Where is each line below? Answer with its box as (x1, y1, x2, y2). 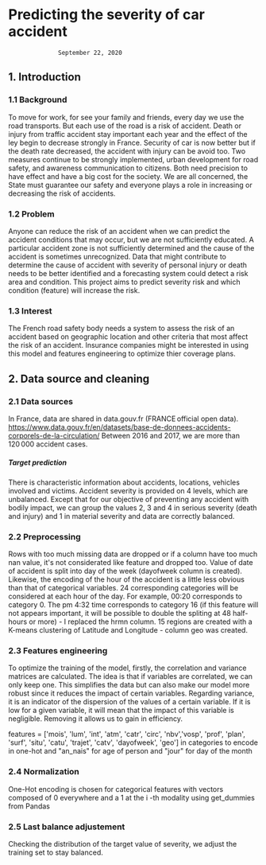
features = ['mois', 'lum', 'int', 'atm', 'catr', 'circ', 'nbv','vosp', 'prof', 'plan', (8, 730, 246, 739)
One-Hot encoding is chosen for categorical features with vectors (8, 784, 224, 793)
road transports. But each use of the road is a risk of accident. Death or (8, 121, 242, 131)
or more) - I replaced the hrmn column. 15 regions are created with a (29, 617, 253, 626)
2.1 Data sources (8, 395, 74, 407)
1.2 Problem (8, 208, 56, 220)
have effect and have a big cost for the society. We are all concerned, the (8, 171, 249, 181)
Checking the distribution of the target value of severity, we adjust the (8, 840, 237, 849)
